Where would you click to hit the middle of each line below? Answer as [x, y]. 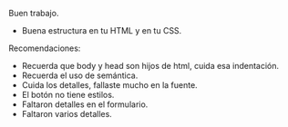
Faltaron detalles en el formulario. [85, 104]
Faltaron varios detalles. [67, 114]
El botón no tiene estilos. [68, 95]
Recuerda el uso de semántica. [80, 75]
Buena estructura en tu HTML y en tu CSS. [102, 30]
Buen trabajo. [34, 13]
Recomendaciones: [45, 48]
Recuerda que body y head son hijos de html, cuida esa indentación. [150, 66]
